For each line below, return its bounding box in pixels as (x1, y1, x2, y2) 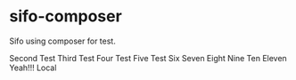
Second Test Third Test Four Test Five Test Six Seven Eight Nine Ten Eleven (9, 52, 287, 63)
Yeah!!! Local (9, 62, 57, 73)
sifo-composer (9, 6, 122, 27)
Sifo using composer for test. (9, 36, 116, 46)
